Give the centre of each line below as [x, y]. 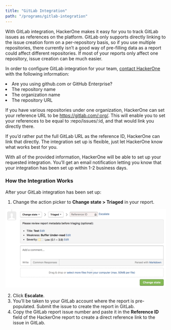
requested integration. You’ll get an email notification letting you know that [83, 162]
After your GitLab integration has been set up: [53, 192]
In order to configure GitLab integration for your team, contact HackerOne [83, 68]
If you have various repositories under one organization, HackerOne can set [85, 110]
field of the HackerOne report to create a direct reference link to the [84, 317]
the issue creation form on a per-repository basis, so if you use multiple [80, 42]
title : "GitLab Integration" [36, 11]
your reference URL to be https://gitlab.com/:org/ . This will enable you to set [86, 115]
